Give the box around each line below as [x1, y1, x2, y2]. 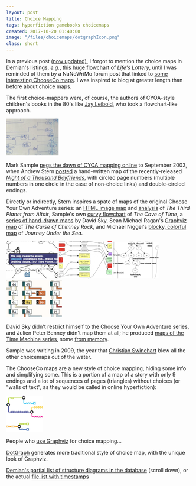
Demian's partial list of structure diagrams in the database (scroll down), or [6, 467, 189, 474]
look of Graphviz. [6, 455, 48, 462]
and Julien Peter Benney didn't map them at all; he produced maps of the [6, 329, 184, 336]
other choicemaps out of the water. [6, 354, 92, 360]
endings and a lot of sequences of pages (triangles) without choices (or [6, 377, 181, 384]
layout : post [6, 9, 38, 15]
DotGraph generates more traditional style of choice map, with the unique [6, 449, 185, 456]
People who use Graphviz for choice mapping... [6, 438, 122, 445]
